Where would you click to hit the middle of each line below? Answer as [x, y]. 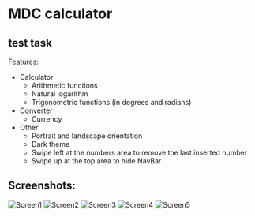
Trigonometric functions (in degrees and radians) [111, 102]
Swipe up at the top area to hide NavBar [96, 161]
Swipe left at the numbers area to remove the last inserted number [139, 152]
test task [30, 43]
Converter [36, 110]
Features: [24, 62]
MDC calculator [60, 14]
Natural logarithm [60, 94]
